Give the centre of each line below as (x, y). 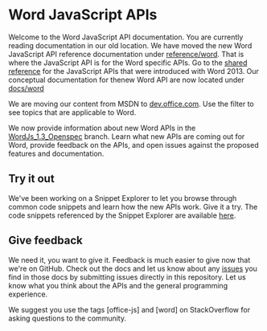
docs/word (26, 88)
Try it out (31, 179)
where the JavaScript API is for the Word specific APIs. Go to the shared (128, 63)
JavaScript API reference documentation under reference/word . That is (126, 54)
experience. (28, 294)
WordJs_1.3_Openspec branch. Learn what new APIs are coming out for (127, 136)
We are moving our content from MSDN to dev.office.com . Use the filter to (131, 104)
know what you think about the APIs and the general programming (118, 285)
